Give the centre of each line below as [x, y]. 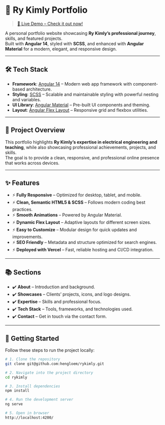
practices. [22, 210]
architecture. [39, 89]
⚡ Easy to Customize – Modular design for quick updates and [74, 230]
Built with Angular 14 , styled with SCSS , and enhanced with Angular [74, 43]
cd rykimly [16, 377]
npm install [17, 391]
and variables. [27, 99]
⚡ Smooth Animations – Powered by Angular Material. [67, 215]
